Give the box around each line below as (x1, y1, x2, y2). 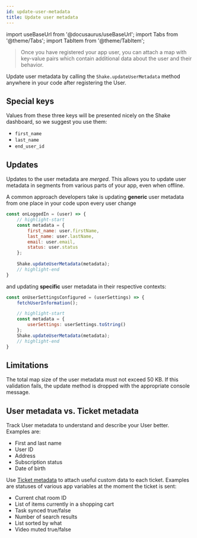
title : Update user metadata (6, 14, 78, 20)
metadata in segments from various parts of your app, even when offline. (6, 182, 185, 189)
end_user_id (14, 143, 45, 149)
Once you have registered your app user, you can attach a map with (20, 48, 187, 55)
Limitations (6, 360, 49, 370)
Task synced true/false (14, 507, 71, 514)
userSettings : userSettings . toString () (27, 322, 126, 328)
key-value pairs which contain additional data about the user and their (20, 55, 192, 62)
